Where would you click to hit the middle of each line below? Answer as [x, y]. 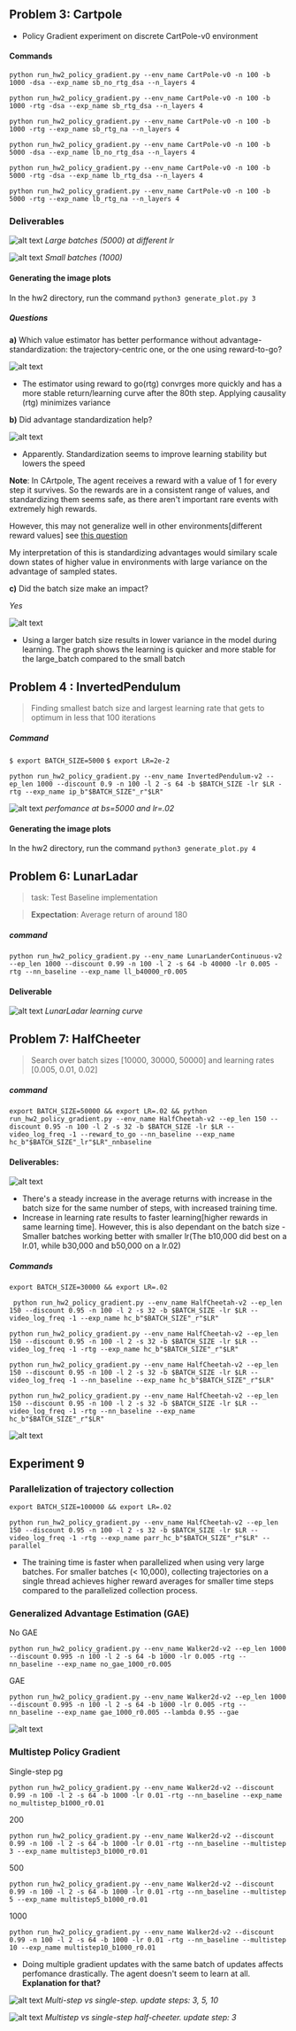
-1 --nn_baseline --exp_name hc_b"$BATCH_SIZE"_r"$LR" [171, 1381]
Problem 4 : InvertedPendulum [95, 687]
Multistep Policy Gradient [65, 1752]
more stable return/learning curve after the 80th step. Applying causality [154, 393]
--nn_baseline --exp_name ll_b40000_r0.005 [106, 972]
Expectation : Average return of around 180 [109, 915]
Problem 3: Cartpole [66, 15]
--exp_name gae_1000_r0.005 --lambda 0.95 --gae [148, 1713]
